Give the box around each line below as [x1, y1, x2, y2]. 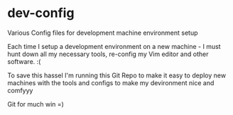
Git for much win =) [7, 99, 64, 108]
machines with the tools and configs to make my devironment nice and [7, 78, 215, 87]
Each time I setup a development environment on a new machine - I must [7, 42, 222, 50]
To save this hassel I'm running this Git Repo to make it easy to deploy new [7, 71, 226, 80]
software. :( [7, 57, 41, 65]
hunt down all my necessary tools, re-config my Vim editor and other [7, 50, 209, 58]
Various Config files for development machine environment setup [7, 28, 198, 37]
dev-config [7, 5, 75, 21]
